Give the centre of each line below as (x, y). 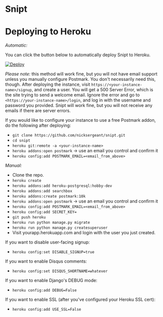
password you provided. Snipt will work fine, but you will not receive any (79, 106)
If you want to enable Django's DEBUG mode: (51, 281)
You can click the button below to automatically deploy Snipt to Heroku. (78, 55)
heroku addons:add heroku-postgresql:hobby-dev (62, 186)
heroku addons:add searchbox (42, 191)
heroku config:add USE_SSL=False (47, 310)
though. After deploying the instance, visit (48, 84)
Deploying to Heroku (48, 32)
